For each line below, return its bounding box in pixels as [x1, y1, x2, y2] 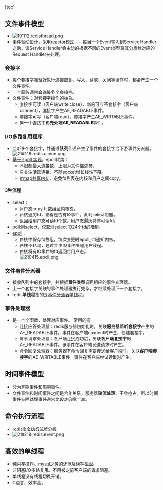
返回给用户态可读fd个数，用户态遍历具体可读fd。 [19, 217, 118, 223]
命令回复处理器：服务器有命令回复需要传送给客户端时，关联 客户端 [19, 348, 153, 354]
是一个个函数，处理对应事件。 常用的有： [12, 317, 95, 323]
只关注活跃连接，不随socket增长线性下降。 [19, 169, 106, 175]
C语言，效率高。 [12, 479, 46, 485]
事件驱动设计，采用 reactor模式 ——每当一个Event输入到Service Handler [12, 39, 157, 45]
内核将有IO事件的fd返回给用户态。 [19, 248, 89, 254]
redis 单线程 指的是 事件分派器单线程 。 [12, 291, 87, 297]
